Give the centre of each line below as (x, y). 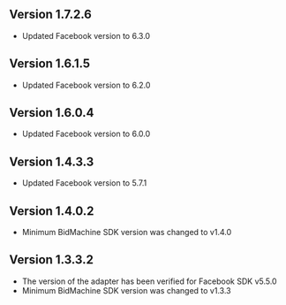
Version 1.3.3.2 (52, 260)
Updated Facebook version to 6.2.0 (86, 85)
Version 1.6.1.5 (50, 64)
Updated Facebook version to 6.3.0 (86, 35)
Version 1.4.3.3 (52, 161)
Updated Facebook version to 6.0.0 (86, 134)
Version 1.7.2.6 (51, 15)
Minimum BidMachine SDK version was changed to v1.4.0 (127, 233)
